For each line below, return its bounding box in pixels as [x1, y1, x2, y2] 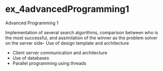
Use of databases [12, 55, 49, 61]
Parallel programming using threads [12, 60, 87, 66]
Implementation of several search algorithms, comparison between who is [5, 29, 158, 35]
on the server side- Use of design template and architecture [5, 40, 129, 46]
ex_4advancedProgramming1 [5, 3, 129, 15]
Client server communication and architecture [12, 50, 108, 56]
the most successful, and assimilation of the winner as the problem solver [5, 35, 158, 41]
